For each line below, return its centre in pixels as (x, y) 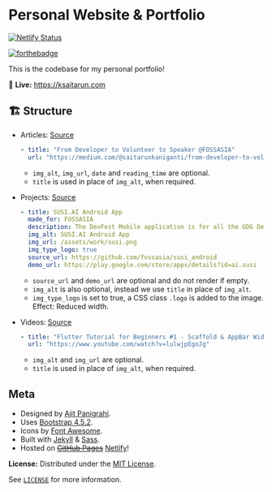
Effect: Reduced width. (71, 306)
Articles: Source (47, 135)
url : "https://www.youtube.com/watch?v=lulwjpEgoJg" (119, 344)
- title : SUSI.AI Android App (71, 212)
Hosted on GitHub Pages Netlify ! (75, 448)
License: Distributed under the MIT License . (82, 464)
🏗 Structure (41, 111)
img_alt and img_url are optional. (88, 360)
